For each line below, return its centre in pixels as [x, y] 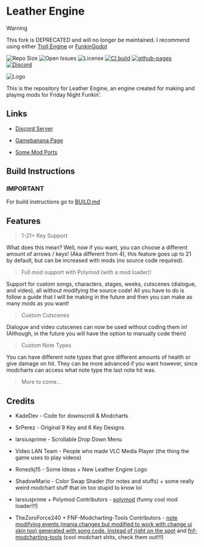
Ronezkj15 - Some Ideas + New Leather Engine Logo [81, 470]
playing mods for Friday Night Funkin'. [54, 94]
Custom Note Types [46, 345]
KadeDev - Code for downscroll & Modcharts [72, 416]
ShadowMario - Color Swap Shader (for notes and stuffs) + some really [104, 481]
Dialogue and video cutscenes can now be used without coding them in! [97, 327]
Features [23, 221]
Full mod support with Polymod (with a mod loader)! [86, 272]
